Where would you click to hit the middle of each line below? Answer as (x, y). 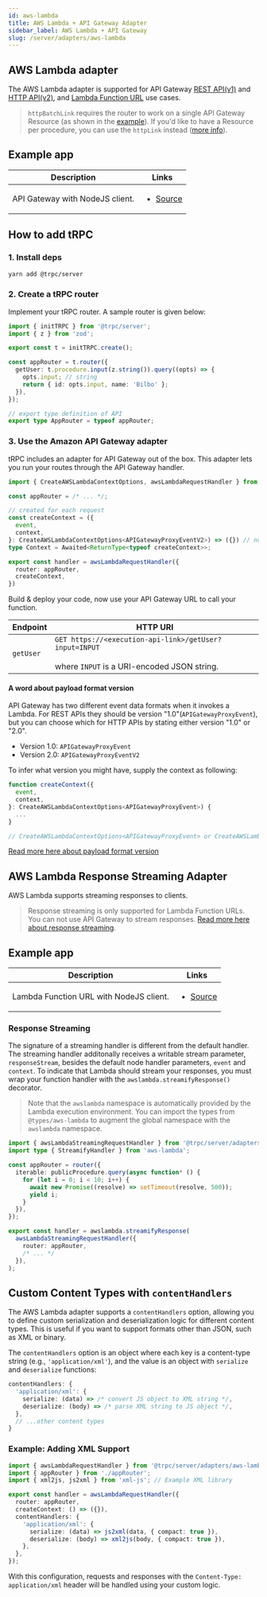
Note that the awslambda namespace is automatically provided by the (139, 1103)
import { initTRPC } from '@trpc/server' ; (79, 326)
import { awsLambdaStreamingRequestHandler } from (94, 1143)
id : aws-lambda (33, 16)
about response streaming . (72, 928)
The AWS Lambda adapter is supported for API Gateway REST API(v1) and (130, 89)
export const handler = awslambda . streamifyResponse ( (99, 1231)
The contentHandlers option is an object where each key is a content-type (129, 1353)
